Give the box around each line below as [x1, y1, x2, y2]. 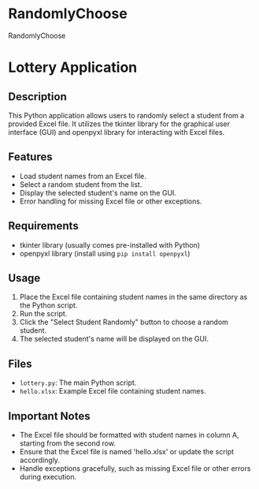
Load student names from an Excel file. [19, 171, 147, 181]
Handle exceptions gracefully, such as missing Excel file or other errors [19, 464, 251, 473]
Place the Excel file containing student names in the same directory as [19, 293, 248, 302]
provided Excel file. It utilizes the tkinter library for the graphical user [8, 119, 231, 129]
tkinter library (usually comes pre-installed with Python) [19, 240, 201, 249]
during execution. [19, 472, 77, 481]
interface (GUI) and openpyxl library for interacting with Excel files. [8, 127, 225, 136]
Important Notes [8, 409, 91, 423]
